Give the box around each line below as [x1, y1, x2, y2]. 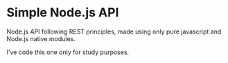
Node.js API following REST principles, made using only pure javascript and [6, 27, 222, 36]
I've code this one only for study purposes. [6, 48, 130, 56]
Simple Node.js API [6, 5, 119, 21]
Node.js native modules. [6, 34, 76, 42]
